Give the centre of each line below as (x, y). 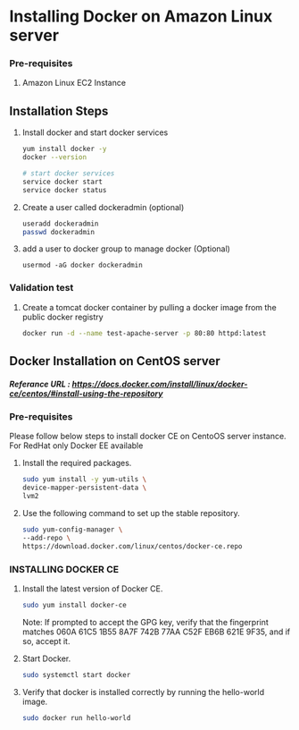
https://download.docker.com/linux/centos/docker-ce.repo (132, 546)
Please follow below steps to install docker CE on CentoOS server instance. (148, 437)
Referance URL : (40, 384)
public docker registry (63, 317)
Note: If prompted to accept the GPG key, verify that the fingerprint (145, 622)
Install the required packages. (77, 463)
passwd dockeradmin (58, 232)
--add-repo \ (46, 538)
